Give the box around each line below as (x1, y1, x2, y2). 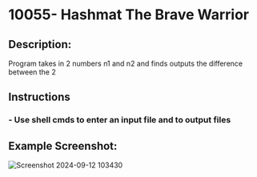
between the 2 (8, 67, 56, 77)
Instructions (8, 91, 70, 104)
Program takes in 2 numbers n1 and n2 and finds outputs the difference (8, 58, 243, 68)
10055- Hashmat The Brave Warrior (8, 6, 250, 24)
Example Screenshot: (8, 139, 118, 153)
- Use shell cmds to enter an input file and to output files (8, 115, 231, 126)
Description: (8, 38, 72, 51)
